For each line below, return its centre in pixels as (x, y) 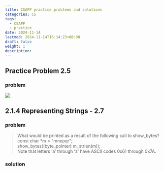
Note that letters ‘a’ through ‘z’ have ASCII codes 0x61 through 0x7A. (87, 151)
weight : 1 (15, 46)
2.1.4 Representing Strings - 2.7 (55, 111)
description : (18, 51)
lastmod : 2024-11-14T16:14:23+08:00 (43, 37)
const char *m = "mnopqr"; (45, 140)
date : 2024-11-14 (23, 33)
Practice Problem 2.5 (38, 71)
